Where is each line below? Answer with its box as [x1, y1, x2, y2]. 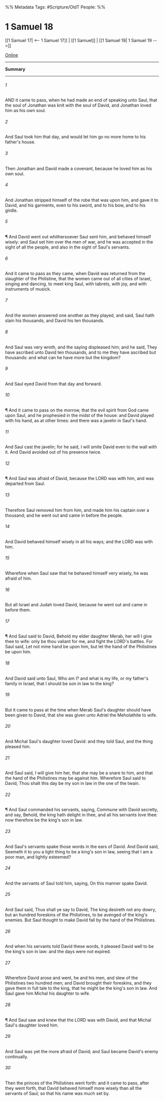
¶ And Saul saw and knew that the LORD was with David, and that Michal [5, 1017, 151, 1023]
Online [5, 52, 19, 58]
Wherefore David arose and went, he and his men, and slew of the [5, 975, 138, 981]
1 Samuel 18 [5, 22, 54, 32]
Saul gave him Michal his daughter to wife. [5, 990, 90, 996]
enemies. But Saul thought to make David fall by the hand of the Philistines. [5, 917, 156, 923]
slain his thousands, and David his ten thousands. [5, 318, 105, 323]
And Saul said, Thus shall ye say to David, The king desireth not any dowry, [5, 907, 156, 913]
